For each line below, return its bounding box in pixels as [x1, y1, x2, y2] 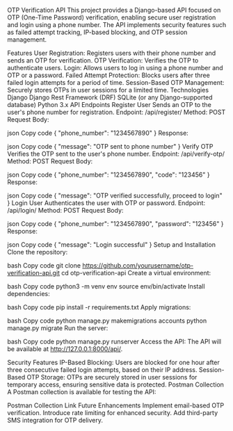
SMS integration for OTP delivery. [7, 416, 103, 424]
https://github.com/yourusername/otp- [82, 261, 194, 270]
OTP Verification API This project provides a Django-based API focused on [7, 6, 221, 14]
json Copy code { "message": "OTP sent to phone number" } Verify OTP [7, 143, 214, 150]
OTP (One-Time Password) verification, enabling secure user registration [7, 13, 216, 22]
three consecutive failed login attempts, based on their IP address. [7, 366, 198, 374]
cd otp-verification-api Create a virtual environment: [61, 269, 211, 277]
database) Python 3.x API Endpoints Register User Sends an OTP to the [7, 101, 212, 108]
